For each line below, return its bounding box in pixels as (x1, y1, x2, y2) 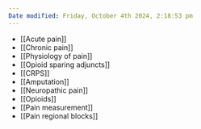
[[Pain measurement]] (19, 102, 94, 112)
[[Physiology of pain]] (19, 51, 93, 60)
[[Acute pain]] (19, 34, 67, 44)
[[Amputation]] (19, 77, 70, 86)
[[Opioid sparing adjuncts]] (19, 60, 111, 69)
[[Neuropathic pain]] (19, 85, 89, 95)
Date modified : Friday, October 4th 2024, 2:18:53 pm (8, 11, 194, 20)
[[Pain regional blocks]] (19, 110, 98, 121)
